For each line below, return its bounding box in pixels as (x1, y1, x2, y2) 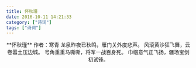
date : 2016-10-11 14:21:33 (6, 14, 72, 20)
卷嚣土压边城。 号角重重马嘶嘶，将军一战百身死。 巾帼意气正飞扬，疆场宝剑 (7, 49, 190, 56)
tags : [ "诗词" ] (6, 24, 42, 31)
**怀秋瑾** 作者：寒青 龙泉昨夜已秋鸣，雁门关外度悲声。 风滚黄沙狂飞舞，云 (6, 41, 190, 48)
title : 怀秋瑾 (6, 8, 38, 15)
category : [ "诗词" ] (6, 19, 52, 25)
